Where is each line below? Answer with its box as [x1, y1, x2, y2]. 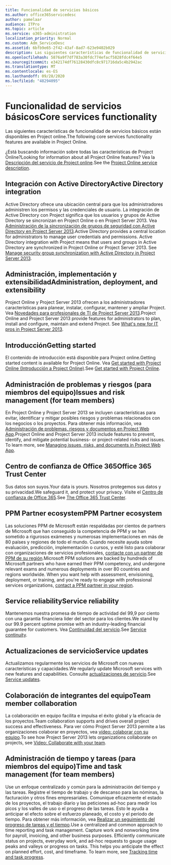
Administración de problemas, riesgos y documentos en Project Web [5, 425, 150, 431]
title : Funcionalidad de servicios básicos [5, 7, 99, 13]
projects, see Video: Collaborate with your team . [5, 740, 107, 745]
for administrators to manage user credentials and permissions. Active [5, 234, 153, 240]
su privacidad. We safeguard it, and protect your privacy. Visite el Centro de [5, 489, 163, 495]
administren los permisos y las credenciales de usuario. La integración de [5, 207, 160, 213]
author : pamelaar [5, 17, 42, 22]
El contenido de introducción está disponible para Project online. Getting [5, 355, 156, 361]
